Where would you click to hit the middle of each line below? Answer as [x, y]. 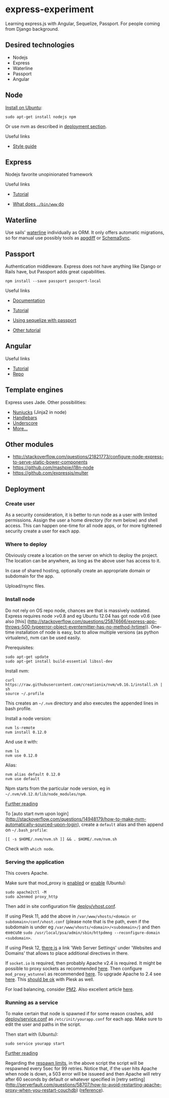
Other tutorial [26, 330]
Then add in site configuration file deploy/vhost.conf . [61, 906]
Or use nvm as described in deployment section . [56, 126]
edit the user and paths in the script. [43, 1024]
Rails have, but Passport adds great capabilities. [55, 272]
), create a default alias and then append [120, 824]
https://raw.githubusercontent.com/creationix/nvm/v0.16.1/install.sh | [84, 685]
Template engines [34, 390]
